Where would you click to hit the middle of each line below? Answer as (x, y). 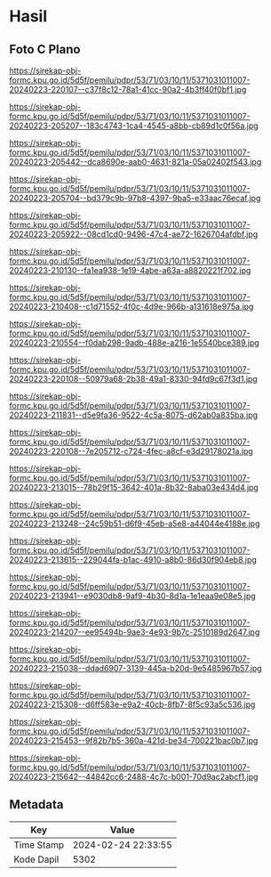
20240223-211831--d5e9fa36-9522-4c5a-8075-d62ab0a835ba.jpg (133, 415)
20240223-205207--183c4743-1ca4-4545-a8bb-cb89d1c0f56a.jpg (134, 126)
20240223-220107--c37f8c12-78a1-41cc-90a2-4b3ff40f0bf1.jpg (128, 89)
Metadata (36, 804)
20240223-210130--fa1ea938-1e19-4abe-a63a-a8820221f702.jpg (130, 270)
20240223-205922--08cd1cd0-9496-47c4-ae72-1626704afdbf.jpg (134, 234)
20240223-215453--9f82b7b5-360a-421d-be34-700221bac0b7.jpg (134, 740)
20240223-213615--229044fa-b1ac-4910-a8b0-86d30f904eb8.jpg (133, 560)
